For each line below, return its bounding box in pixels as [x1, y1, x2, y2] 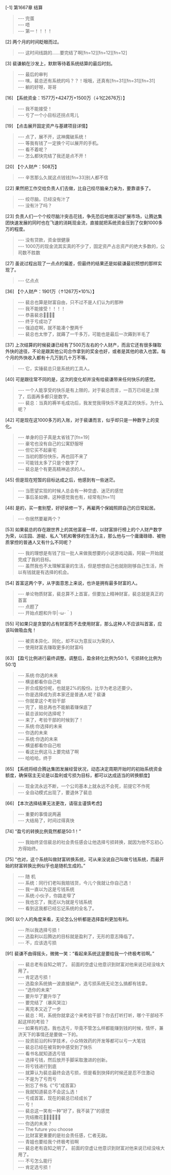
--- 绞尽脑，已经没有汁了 [17, 196, 70, 202]
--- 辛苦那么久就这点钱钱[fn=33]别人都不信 [17, 175, 108, 180]
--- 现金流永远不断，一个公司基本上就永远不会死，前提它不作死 [17, 783, 151, 789]
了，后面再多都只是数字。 [17, 394, 72, 399]
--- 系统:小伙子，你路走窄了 [17, 893, 76, 898]
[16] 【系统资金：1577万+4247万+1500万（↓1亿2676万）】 [5, 95, 128, 101]
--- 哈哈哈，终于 [17, 755, 52, 761]
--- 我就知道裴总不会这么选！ [17, 1089, 79, 1095]
